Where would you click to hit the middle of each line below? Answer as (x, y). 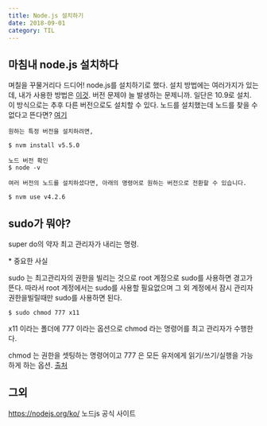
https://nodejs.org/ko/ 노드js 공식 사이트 (72, 413)
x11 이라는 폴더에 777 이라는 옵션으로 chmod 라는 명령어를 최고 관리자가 (120, 328)
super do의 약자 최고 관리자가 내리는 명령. (74, 244)
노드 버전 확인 (28, 161)
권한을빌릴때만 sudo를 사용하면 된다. (65, 298)
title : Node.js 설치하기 (46, 15)
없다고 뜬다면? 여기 (38, 115)
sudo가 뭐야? (40, 223)
